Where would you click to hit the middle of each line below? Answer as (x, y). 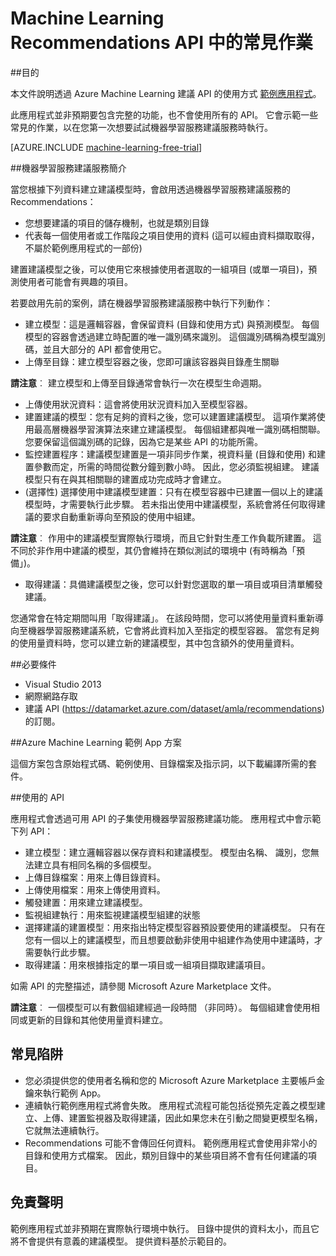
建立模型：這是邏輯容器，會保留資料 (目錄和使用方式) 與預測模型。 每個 (172, 324)
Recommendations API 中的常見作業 (161, 43)
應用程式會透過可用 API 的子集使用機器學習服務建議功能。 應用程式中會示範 (166, 818)
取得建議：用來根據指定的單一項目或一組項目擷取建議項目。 (147, 964)
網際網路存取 (51, 696)
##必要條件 (33, 664)
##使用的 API (37, 797)
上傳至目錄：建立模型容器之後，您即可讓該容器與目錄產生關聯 (152, 361)
